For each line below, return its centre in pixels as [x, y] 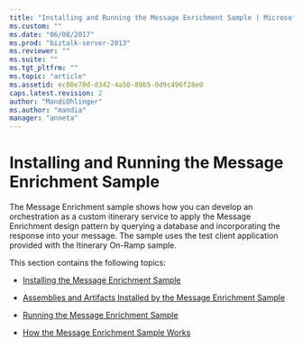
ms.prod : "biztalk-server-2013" [70, 43]
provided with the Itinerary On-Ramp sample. [93, 245]
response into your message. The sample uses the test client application [144, 236]
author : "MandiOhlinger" [56, 101]
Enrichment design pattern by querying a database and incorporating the [145, 226]
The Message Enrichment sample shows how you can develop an [131, 207]
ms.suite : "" [34, 59]
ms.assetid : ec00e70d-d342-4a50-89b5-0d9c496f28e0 [106, 85]
